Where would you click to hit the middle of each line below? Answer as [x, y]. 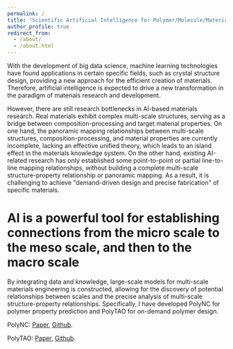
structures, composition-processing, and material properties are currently [112, 138]
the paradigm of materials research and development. [84, 95]
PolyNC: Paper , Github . [40, 325]
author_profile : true [38, 26]
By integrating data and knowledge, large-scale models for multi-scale [108, 282]
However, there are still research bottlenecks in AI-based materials [102, 109]
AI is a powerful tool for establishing [113, 218]
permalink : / [26, 14]
